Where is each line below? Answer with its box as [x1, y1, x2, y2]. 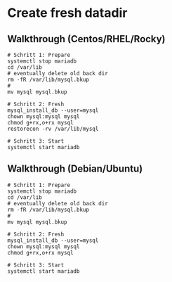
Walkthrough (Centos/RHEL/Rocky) [7, 33, 166, 45]
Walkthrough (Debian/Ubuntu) [7, 163, 143, 175]
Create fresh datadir [7, 5, 128, 21]
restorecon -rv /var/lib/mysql [7, 125, 99, 132]
